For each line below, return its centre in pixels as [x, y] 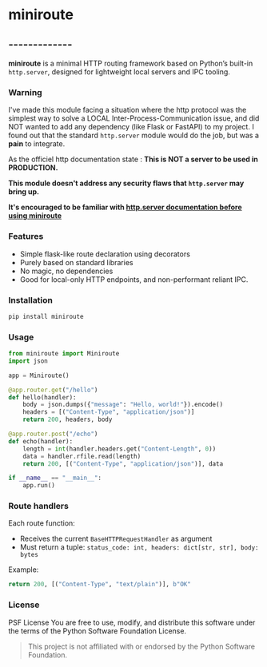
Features [26, 236]
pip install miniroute [46, 316]
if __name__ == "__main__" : [55, 478]
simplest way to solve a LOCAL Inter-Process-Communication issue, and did [134, 118]
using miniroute [35, 216]
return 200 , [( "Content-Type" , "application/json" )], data [123, 464]
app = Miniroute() [39, 375]
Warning [25, 92]
